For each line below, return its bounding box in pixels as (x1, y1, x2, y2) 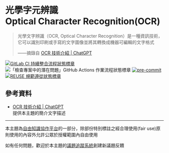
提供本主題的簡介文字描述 (12, 110, 66, 116)
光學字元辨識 (5, 5, 59, 16)
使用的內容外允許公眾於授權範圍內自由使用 (9, 131, 98, 137)
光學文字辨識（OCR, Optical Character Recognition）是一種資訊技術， (17, 33, 162, 39)
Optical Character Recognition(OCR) (5, 16, 160, 27)
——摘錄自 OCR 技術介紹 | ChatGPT (17, 50, 92, 56)
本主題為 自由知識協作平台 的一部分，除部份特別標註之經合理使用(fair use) (5, 125, 156, 131)
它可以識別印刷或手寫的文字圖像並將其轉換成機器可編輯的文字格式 (17, 39, 154, 45)
